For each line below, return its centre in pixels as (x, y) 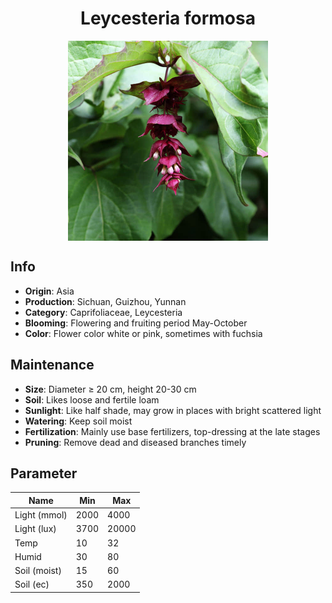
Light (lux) (35, 529)
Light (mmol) (41, 515)
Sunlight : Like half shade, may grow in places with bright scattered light (173, 410)
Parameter (44, 473)
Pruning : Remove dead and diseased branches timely (135, 442)
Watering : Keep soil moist (78, 421)
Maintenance (52, 365)
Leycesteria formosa (168, 18)
